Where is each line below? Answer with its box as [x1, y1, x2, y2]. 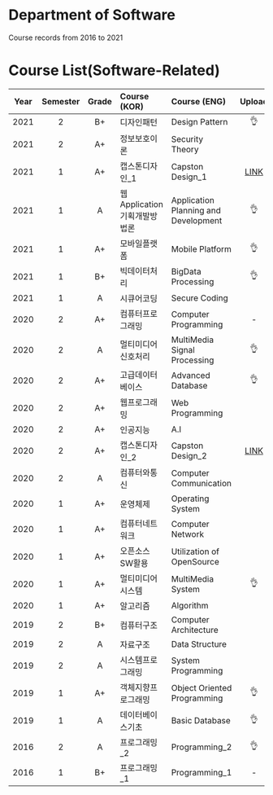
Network [171, 528, 205, 539]
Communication [171, 477, 232, 489]
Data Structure [171, 638, 227, 649]
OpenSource [171, 556, 219, 567]
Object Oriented [171, 682, 232, 693]
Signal [171, 344, 195, 355]
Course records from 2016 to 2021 [8, 33, 123, 42]
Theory [171, 143, 199, 155]
